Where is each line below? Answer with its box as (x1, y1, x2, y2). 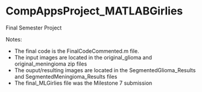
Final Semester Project (5, 24, 62, 31)
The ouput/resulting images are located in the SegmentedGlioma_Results (14, 66, 196, 73)
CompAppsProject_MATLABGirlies (5, 4, 183, 18)
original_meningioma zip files (14, 60, 87, 67)
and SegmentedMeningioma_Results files (14, 73, 118, 80)
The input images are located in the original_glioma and (14, 54, 152, 61)
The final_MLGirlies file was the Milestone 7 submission (14, 79, 153, 87)
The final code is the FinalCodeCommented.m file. (14, 47, 139, 55)
